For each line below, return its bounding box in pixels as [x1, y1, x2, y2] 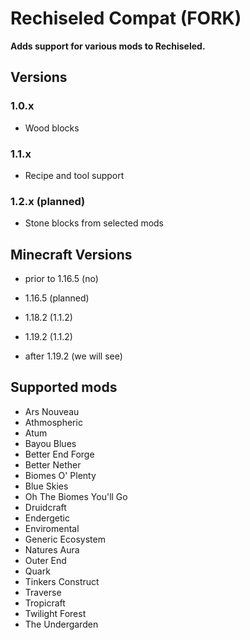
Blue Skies [24, 480, 69, 492]
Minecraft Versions [10, 246, 133, 263]
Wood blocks [24, 122, 80, 134]
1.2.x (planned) [10, 194, 86, 208]
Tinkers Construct [24, 575, 100, 587]
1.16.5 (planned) [24, 292, 90, 304]
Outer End [24, 554, 67, 566]
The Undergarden [24, 618, 99, 630]
